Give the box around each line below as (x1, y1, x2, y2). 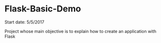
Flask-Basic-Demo (4, 3, 81, 14)
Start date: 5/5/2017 (4, 19, 45, 25)
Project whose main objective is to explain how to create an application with (4, 28, 157, 34)
